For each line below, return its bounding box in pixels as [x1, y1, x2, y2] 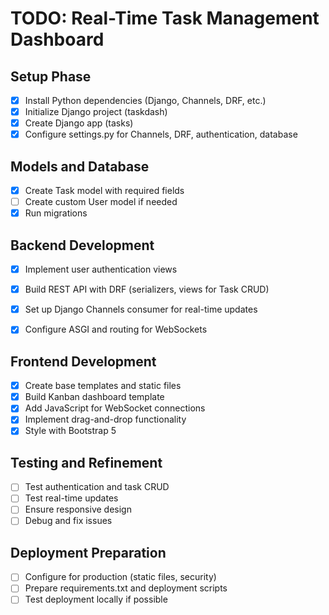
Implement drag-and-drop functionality [24, 413, 187, 426]
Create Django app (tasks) [24, 117, 134, 129]
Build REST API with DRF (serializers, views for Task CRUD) [24, 283, 270, 296]
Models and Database [10, 158, 150, 175]
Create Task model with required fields [24, 185, 185, 197]
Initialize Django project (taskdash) [24, 106, 168, 118]
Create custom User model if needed [24, 196, 178, 208]
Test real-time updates [24, 492, 119, 504]
